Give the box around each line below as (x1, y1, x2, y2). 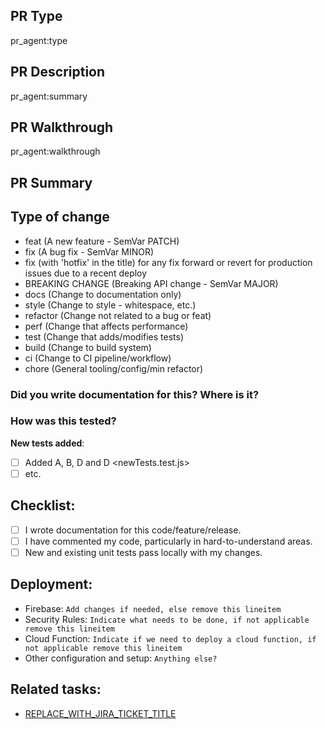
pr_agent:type (10, 34, 68, 46)
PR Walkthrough (10, 119, 114, 136)
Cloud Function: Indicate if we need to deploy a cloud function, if (24, 632, 317, 644)
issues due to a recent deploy (24, 267, 148, 279)
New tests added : (10, 437, 85, 449)
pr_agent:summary (10, 90, 88, 102)
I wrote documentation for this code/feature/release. (24, 524, 242, 536)
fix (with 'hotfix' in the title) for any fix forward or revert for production (24, 256, 313, 268)
